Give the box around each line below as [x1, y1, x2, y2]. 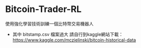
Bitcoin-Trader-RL [5, 3, 82, 15]
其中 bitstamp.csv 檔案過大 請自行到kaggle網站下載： [12, 31, 123, 37]
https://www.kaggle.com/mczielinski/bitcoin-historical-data [12, 36, 136, 43]
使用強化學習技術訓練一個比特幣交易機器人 [5, 20, 94, 26]
